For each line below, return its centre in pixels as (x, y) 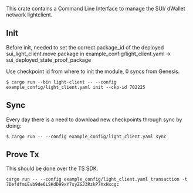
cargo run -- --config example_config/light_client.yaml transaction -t (97, 179)
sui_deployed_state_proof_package (49, 60)
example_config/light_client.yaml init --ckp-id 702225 (76, 87)
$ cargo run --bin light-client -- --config (61, 82)
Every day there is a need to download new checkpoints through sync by (94, 119)
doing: (14, 125)
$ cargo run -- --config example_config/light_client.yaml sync (86, 137)
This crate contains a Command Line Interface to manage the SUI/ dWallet (96, 9)
